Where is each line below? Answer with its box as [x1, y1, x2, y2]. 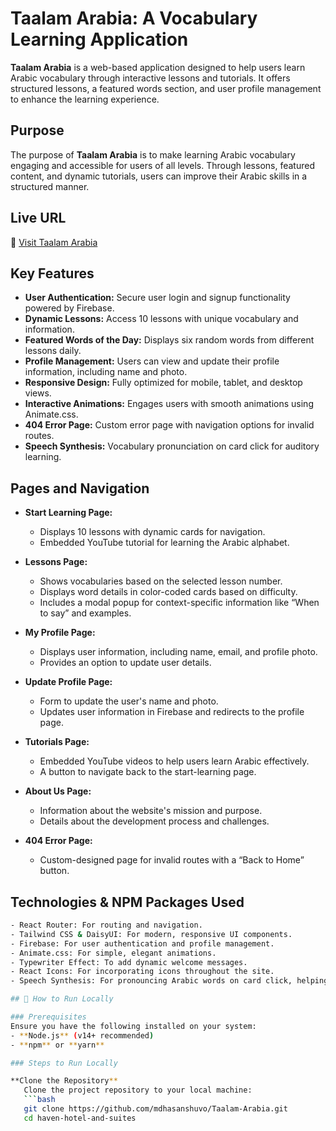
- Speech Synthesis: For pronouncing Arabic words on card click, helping [10, 976, 329, 986]
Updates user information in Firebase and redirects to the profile [39, 706, 305, 718]
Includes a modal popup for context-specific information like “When [39, 597, 320, 609]
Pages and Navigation [10, 480, 150, 497]
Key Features [10, 265, 95, 282]
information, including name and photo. [24, 366, 188, 378]
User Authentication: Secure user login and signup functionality [24, 292, 291, 304]
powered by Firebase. [24, 302, 115, 314]
